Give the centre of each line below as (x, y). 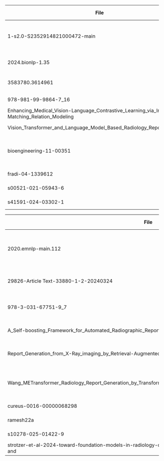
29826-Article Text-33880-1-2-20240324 (60, 281)
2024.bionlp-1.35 (29, 62)
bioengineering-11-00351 (39, 151)
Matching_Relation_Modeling (41, 117)
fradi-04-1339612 (30, 174)
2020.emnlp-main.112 (34, 249)
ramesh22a (21, 420)
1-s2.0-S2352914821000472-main (51, 36)
